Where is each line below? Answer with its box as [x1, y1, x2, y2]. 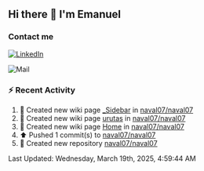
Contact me [8, 31, 54, 42]
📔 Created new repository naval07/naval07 [19, 138, 158, 147]
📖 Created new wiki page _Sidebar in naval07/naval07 [19, 105, 194, 115]
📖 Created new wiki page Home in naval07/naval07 [19, 122, 184, 131]
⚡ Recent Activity [8, 84, 76, 95]
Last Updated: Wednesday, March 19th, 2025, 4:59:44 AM [8, 154, 196, 163]
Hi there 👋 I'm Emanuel [8, 8, 122, 21]
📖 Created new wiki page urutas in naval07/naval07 [19, 113, 186, 122]
